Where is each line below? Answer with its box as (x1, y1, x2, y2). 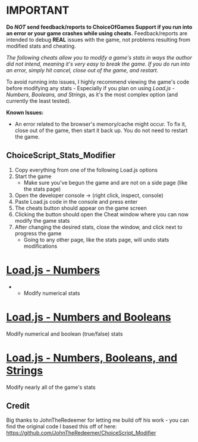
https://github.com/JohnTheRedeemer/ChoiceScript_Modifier (6, 429, 156, 437)
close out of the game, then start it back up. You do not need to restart (14, 127, 188, 134)
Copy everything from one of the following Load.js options (14, 166, 158, 173)
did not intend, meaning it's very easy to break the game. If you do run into (6, 60, 190, 67)
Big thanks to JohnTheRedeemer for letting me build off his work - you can (6, 416, 189, 424)
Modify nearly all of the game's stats (6, 383, 96, 391)
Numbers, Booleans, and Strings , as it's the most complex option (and (6, 91, 178, 98)
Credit (6, 401, 30, 411)
